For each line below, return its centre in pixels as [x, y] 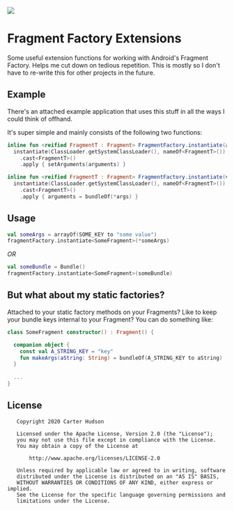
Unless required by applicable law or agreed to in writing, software [121, 470]
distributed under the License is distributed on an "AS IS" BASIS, [118, 477]
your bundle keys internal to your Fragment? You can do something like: [110, 319]
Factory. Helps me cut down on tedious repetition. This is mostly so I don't [114, 65]
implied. [20, 488]
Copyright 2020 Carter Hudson [60, 421]
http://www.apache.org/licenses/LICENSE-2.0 [94, 458]
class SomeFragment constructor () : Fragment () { [81, 332]
